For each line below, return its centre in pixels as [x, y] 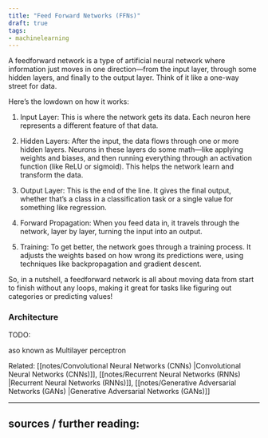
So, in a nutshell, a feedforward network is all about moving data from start [131, 280]
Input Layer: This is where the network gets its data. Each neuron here [135, 117]
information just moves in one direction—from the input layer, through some [132, 70]
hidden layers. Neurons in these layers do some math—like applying [131, 149]
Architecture [33, 317]
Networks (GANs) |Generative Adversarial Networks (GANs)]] [109, 391]
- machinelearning [39, 38]
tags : [17, 30]
